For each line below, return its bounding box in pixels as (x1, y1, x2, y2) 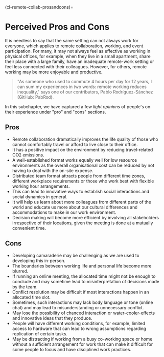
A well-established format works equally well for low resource (12, 157, 137, 163)
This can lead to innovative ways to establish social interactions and (12, 188, 149, 194)
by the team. (12, 284, 38, 290)
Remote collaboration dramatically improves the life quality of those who (12, 136, 158, 142)
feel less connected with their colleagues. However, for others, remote (5, 63, 147, 69)
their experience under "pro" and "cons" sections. (5, 109, 106, 115)
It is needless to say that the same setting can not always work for (5, 37, 139, 43)
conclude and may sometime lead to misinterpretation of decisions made (12, 278, 160, 284)
